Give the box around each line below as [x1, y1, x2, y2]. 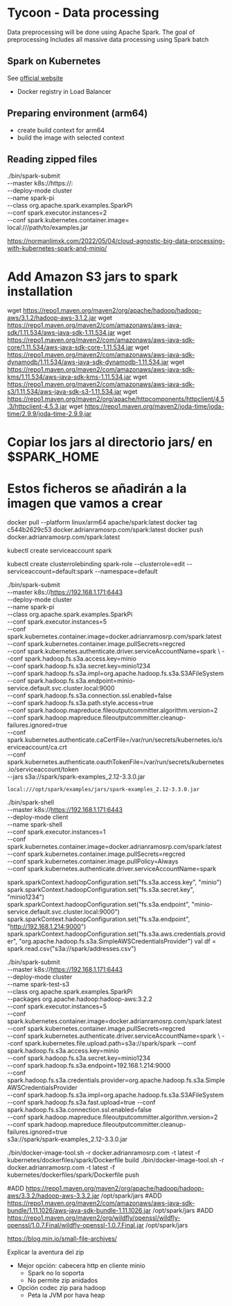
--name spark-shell [7, 820, 62, 829]
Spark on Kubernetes [7, 56, 101, 67]
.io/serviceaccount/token [7, 766, 79, 774]
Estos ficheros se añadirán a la [7, 481, 187, 496]
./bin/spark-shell [7, 798, 54, 807]
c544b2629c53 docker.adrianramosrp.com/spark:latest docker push [7, 526, 204, 534]
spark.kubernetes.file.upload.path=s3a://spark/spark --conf [24, 1039, 197, 1048]
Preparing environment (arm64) [7, 108, 148, 119]
